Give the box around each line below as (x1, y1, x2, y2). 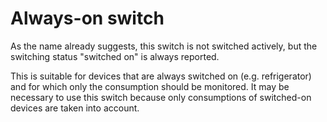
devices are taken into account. (10, 102, 140, 114)
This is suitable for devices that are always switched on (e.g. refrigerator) (10, 70, 312, 82)
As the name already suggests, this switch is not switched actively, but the (10, 40, 318, 52)
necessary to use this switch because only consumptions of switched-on (10, 91, 312, 103)
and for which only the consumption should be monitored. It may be (10, 80, 290, 92)
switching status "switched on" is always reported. (10, 50, 220, 62)
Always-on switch (10, 7, 165, 30)
